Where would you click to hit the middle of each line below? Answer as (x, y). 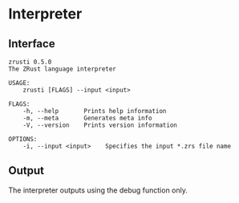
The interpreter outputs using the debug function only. (98, 190)
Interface (32, 44)
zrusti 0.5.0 (30, 62)
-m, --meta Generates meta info (87, 118)
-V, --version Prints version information (100, 125)
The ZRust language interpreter (62, 69)
